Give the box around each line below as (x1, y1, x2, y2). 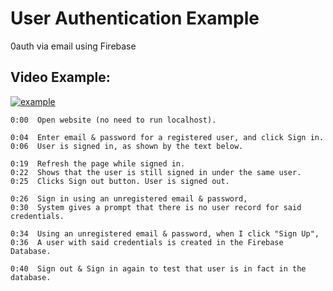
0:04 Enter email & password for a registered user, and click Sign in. (10, 132, 325, 142)
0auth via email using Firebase (10, 40, 137, 52)
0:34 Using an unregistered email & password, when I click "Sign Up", (10, 228, 320, 239)
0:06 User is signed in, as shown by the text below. (10, 141, 244, 151)
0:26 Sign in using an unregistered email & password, (10, 193, 248, 204)
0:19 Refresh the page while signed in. (10, 158, 186, 169)
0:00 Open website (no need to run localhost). (10, 115, 217, 125)
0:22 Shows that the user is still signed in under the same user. (10, 167, 302, 177)
